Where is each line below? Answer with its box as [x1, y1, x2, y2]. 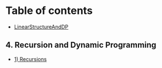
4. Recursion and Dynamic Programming [5, 40, 157, 50]
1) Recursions [14, 55, 47, 62]
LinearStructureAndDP [14, 23, 69, 30]
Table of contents [5, 4, 93, 17]
